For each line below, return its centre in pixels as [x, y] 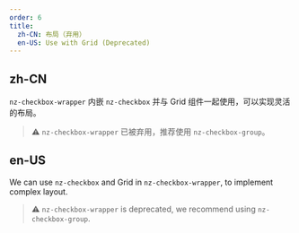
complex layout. [39, 191]
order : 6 [26, 17]
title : [22, 26]
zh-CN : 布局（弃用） [52, 34]
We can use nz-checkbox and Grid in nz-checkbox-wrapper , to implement [141, 182]
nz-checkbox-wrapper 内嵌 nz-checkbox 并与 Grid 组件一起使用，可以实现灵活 [150, 102]
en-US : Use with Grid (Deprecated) [84, 43]
